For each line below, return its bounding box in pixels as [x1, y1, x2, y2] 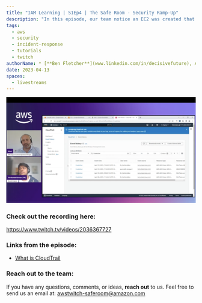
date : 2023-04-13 [6, 67, 50, 73]
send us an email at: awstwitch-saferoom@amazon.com [6, 289, 145, 297]
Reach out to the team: [6, 269, 74, 278]
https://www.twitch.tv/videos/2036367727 [6, 226, 112, 233]
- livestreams [11, 79, 47, 85]
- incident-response [11, 41, 63, 47]
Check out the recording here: [6, 212, 96, 221]
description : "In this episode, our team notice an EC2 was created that [6, 16, 195, 22]
